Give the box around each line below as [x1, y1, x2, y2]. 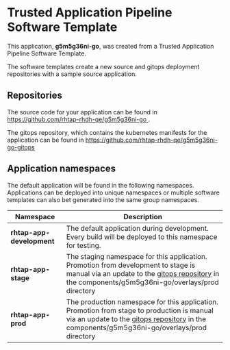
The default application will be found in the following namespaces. [7, 181, 194, 189]
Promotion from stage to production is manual [66, 305, 214, 315]
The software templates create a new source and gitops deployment [7, 62, 200, 71]
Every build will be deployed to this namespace [66, 232, 218, 241]
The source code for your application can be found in [7, 108, 157, 116]
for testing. [66, 240, 101, 250]
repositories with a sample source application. [7, 70, 137, 78]
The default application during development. [66, 223, 209, 233]
